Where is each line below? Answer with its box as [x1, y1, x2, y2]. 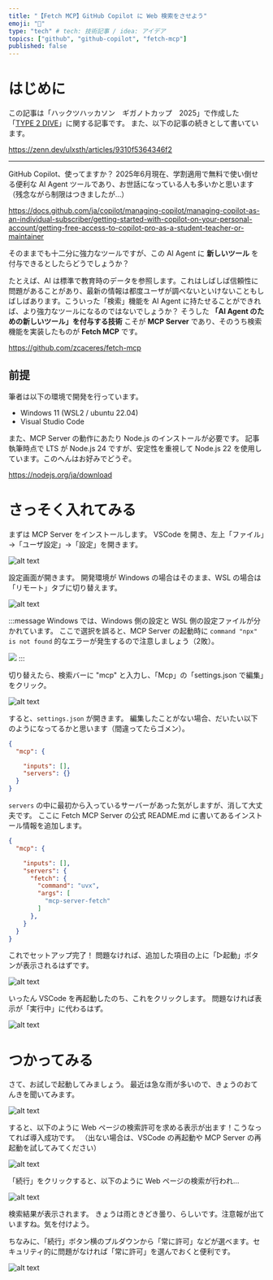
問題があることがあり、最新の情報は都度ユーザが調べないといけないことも [8, 286, 258, 296]
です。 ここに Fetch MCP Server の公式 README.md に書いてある [15, 811, 235, 821]
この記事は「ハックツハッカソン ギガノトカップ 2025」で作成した [8, 108, 240, 118]
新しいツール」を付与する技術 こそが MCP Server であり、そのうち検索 [22, 316, 262, 326]
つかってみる [8, 1051, 93, 1069]
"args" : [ [37, 890, 71, 898]
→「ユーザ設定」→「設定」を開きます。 [8, 539, 143, 549]
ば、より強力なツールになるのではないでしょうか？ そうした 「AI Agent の [8, 307, 258, 316]
